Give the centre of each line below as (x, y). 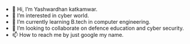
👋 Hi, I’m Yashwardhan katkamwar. (55, 9)
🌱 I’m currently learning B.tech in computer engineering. (81, 22)
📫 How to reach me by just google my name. (68, 35)
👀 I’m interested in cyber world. (50, 15)
